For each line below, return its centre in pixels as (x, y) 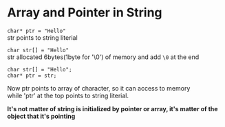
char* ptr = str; (32, 76)
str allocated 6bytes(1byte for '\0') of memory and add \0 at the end (103, 57)
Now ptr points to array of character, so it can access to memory (99, 88)
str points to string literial (42, 37)
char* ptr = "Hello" (37, 31)
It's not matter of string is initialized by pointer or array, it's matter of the (112, 108)
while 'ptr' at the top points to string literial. (68, 95)
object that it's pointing (41, 116)
